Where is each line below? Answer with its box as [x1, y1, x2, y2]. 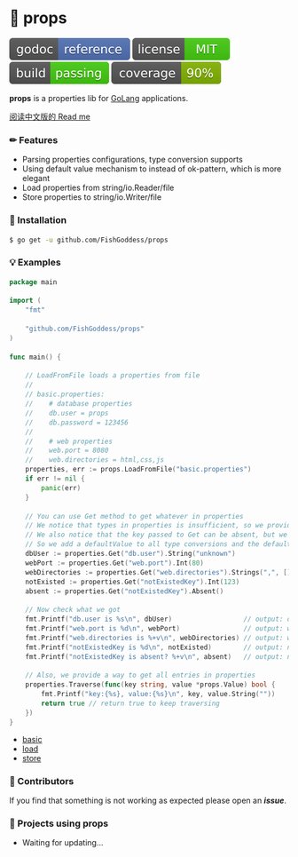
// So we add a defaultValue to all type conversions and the [25, 540, 260, 549]
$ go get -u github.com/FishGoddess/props [9, 235, 169, 244]
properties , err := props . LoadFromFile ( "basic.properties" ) [25, 465, 252, 474]
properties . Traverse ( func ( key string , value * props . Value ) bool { [25, 680, 276, 689]
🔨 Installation [9, 214, 67, 226]
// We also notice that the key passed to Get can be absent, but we [25, 530, 288, 540]
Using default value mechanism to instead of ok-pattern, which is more [21, 163, 282, 174]
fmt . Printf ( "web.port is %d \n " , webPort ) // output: [25, 624, 284, 633]
